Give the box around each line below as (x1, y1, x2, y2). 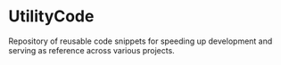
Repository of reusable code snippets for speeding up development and (8, 36, 273, 46)
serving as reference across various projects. (8, 45, 175, 55)
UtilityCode (8, 6, 95, 27)
